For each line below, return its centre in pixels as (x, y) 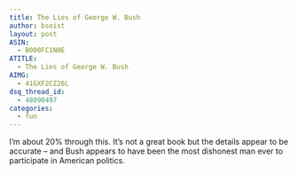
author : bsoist (37, 26)
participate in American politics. (67, 161)
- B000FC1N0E (41, 51)
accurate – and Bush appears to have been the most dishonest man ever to (146, 151)
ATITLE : (23, 59)
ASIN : (19, 42)
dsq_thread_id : (37, 91)
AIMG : (19, 75)
